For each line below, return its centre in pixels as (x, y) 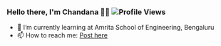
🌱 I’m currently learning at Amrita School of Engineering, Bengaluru (115, 28)
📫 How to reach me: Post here (62, 35)
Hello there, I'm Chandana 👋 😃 (58, 12)
